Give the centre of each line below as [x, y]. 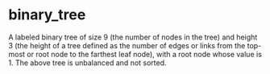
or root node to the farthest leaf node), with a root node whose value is [144, 54]
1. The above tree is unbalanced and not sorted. [87, 63]
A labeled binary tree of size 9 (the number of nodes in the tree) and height [133, 37]
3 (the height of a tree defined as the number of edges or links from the [127, 45]
